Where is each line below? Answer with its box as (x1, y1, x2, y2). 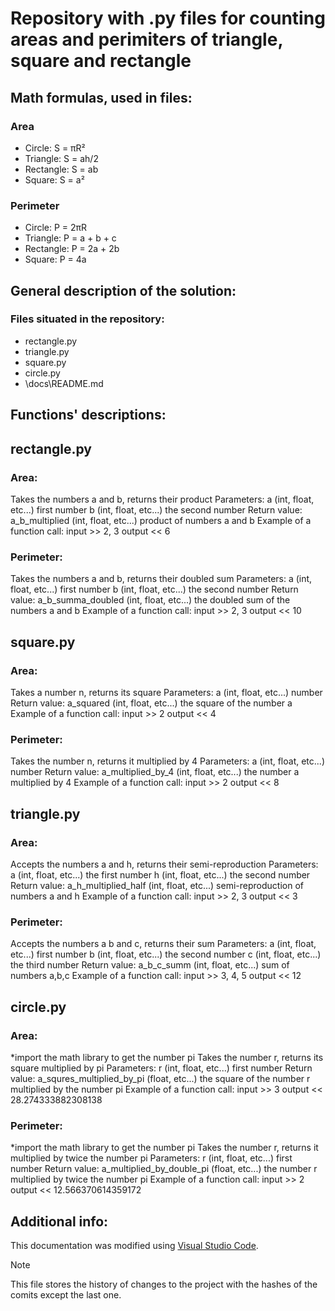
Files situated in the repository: (10, 312, 165, 326)
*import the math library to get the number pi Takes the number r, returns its (10, 1051, 324, 1063)
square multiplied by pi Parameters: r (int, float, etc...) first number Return (10, 1062, 313, 1074)
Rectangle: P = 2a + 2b (24, 243, 120, 255)
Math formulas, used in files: (10, 89, 193, 106)
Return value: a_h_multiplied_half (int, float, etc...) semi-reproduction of (10, 879, 304, 891)
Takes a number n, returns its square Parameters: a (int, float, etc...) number (10, 686, 323, 698)
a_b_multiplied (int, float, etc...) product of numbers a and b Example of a (10, 514, 312, 526)
